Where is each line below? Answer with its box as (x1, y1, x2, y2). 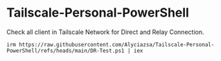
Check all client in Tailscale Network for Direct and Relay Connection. (6, 28, 204, 36)
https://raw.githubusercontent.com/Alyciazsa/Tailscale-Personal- (19, 41, 215, 48)
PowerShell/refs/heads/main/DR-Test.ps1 (6, 47, 125, 54)
